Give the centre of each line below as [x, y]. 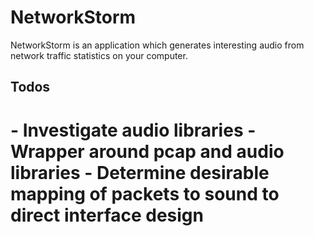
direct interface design [107, 215]
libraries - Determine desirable [140, 172]
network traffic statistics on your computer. [99, 55]
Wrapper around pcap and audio [147, 151]
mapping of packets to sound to [145, 193]
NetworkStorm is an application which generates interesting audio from [157, 45]
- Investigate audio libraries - [133, 130]
